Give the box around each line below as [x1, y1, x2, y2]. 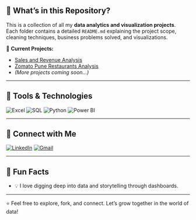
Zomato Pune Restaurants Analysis [14, 62, 99, 69]
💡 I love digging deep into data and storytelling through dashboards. [14, 182, 178, 190]
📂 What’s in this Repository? [6, 6, 111, 16]
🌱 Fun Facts [6, 167, 50, 177]
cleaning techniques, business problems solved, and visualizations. [6, 33, 168, 41]
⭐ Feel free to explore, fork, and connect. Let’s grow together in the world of [6, 200, 189, 207]
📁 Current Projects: [6, 45, 54, 52]
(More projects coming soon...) [14, 68, 89, 76]
